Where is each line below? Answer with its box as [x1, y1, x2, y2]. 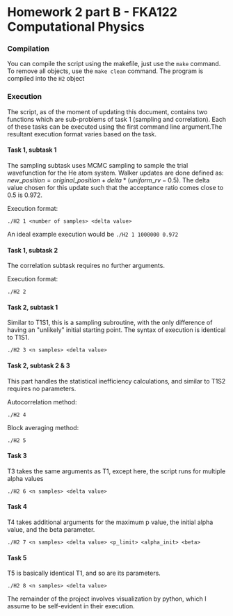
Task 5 [7, 553, 27, 562]
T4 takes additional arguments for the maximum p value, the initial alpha [7, 518, 214, 526]
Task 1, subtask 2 [7, 246, 58, 254]
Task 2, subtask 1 [7, 303, 58, 311]
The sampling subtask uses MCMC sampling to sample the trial [7, 161, 188, 169]
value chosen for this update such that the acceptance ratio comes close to [7, 183, 224, 191]
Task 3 [7, 452, 27, 460]
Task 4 [7, 503, 28, 511]
